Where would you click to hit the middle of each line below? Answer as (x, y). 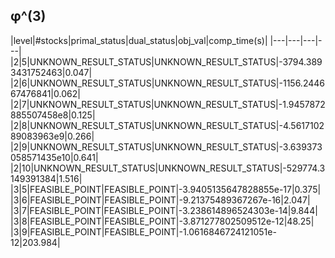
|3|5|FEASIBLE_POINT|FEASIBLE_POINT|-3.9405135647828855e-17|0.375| (166, 189)
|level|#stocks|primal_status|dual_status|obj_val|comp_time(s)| (139, 40)
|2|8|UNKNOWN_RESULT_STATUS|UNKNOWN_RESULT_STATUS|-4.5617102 (167, 125)
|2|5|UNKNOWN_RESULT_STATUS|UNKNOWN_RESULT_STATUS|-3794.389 (166, 61)
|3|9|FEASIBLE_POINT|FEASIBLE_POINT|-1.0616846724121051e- (143, 231)
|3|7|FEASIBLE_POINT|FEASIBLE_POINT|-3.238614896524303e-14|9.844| (164, 210)
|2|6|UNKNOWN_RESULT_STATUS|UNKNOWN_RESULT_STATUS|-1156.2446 (167, 83)
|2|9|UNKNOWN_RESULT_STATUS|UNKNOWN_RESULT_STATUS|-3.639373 (166, 146)
